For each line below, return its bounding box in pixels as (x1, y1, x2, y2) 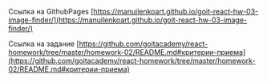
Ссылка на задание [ (8, 39, 79, 49)
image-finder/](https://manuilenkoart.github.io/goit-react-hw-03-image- (8, 15, 248, 25)
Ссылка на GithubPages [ (8, 7, 94, 16)
